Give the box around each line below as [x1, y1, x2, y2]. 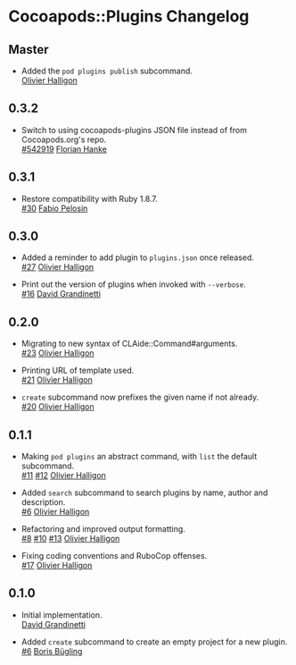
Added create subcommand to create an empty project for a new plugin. [21, 636, 288, 647]
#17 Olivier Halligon [21, 560, 93, 571]
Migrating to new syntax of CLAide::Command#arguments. [21, 338, 238, 349]
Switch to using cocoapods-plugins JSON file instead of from [21, 124, 247, 135]
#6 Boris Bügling [21, 645, 83, 656]
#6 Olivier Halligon [21, 507, 90, 518]
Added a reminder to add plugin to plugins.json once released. [21, 252, 255, 263]
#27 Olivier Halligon [21, 262, 95, 273]
